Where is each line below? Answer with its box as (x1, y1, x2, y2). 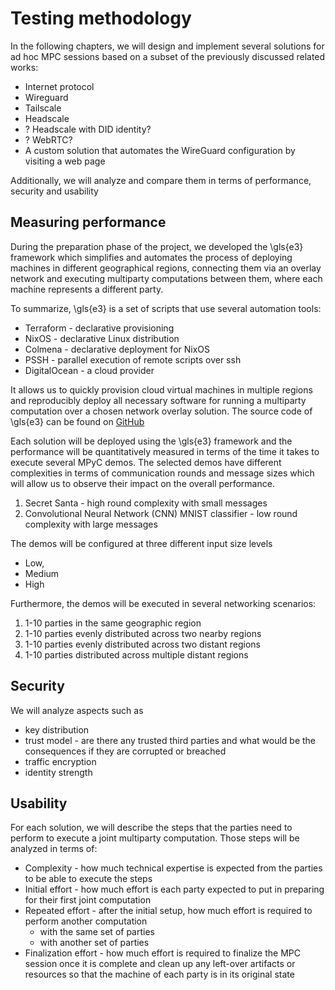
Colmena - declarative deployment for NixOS (24, 343, 211, 355)
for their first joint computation (24, 894, 152, 906)
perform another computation (24, 915, 148, 927)
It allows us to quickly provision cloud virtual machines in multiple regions (10, 383, 313, 396)
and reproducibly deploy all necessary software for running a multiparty (10, 394, 307, 406)
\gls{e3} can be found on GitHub (10, 415, 145, 427)
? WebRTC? (24, 133, 73, 146)
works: (10, 61, 39, 73)
